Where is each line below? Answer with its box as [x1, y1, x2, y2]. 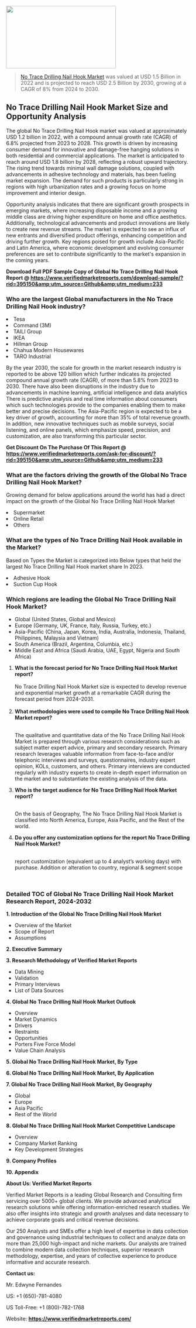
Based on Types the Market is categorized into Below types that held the [6, 556, 181, 564]
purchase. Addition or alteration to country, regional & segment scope [14, 864, 183, 871]
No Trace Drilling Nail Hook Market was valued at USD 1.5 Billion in [20, 73, 181, 80]
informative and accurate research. [6, 1258, 91, 1266]
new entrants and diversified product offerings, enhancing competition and [6, 232, 187, 239]
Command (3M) [13, 322, 51, 329]
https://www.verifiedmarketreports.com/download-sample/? [30, 274, 184, 281]
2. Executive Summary [6, 945, 63, 953]
